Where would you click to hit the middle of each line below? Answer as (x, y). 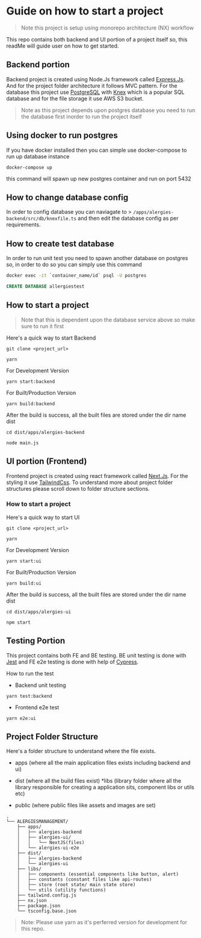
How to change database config (67, 197)
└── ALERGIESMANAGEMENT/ (37, 822)
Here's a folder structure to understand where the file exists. (81, 751)
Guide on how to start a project (85, 11)
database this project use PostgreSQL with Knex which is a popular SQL (95, 92)
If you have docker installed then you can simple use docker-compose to (97, 150)
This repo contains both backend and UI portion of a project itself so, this (97, 39)
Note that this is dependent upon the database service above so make (108, 320)
